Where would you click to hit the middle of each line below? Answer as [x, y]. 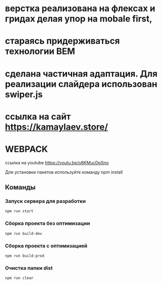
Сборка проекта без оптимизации [48, 223]
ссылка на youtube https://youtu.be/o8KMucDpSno [57, 162]
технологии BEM [40, 51]
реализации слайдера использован [81, 84]
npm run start [19, 211]
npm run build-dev [24, 233]
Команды [20, 187]
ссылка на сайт [38, 116]
